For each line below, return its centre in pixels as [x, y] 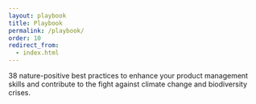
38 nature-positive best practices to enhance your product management [128, 76]
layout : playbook [37, 16]
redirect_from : [34, 46]
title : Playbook [35, 23]
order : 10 [25, 38]
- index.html [37, 53]
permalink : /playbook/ [46, 30]
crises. [19, 92]
